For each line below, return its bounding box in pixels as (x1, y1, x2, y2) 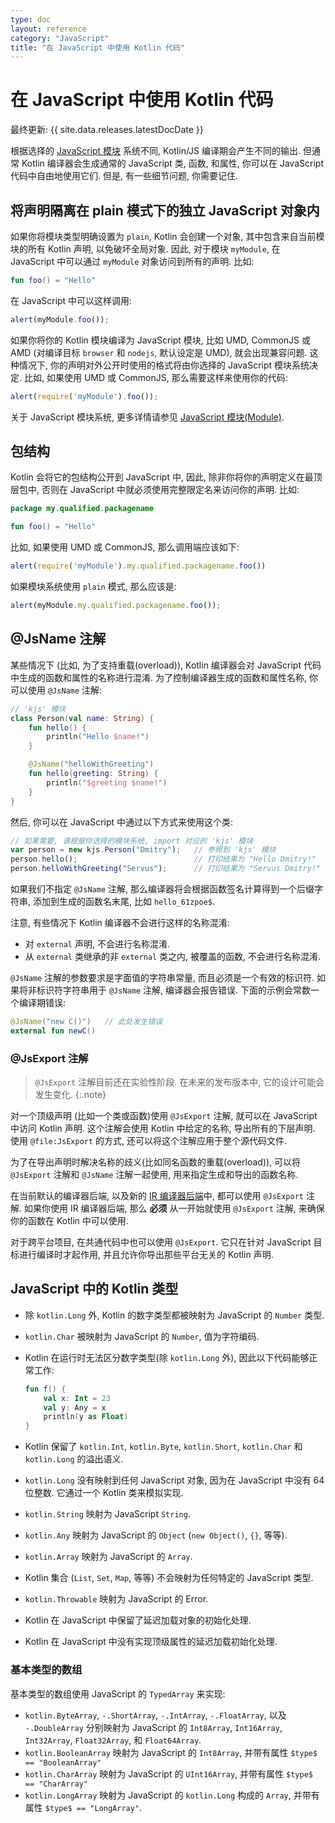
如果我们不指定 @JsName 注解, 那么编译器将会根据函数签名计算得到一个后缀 (10, 883, 315, 895)
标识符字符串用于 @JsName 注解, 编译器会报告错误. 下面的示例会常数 (36, 984, 311, 996)
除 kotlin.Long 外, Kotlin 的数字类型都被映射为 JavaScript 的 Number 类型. (24, 1309, 325, 1321)
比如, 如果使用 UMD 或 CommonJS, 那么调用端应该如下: (10, 541, 240, 553)
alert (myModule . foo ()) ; (10, 314, 110, 325)
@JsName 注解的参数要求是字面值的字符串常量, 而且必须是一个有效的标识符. (10, 972, 315, 983)
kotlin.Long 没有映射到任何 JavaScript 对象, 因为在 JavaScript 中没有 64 (24, 1474, 325, 1486)
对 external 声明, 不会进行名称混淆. (24, 938, 170, 950)
